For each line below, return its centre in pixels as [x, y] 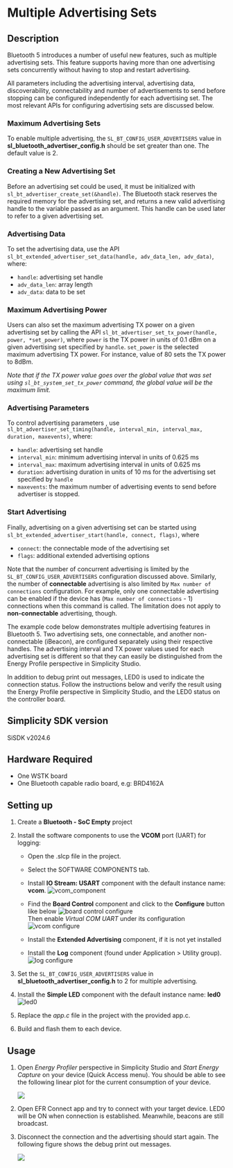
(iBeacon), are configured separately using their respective [128, 641]
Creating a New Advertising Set [61, 171]
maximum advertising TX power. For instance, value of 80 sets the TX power [116, 355]
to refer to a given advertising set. [55, 216]
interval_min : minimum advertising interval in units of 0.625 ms [108, 457]
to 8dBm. [20, 362]
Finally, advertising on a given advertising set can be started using [102, 527]
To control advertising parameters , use [63, 423]
